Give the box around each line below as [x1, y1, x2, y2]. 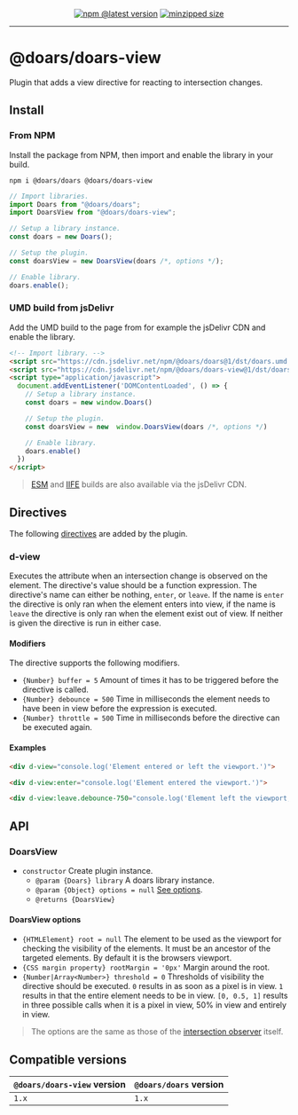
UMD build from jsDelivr [9, 302, 114, 314]
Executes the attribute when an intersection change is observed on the [9, 570, 268, 581]
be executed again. [21, 722, 93, 733]
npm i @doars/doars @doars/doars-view [9, 176, 153, 185]
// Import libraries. [9, 192, 90, 200]
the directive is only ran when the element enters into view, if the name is [9, 599, 277, 609]
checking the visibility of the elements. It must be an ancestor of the [21, 943, 271, 954]
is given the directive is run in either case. [9, 617, 161, 629]
